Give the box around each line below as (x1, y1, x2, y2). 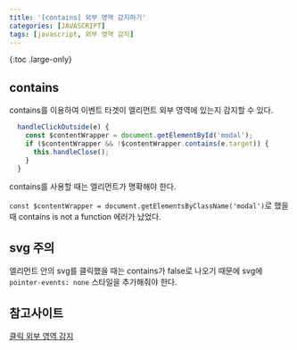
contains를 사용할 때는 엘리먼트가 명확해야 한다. (9, 181, 177, 192)
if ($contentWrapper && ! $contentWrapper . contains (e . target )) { (25, 139, 269, 148)
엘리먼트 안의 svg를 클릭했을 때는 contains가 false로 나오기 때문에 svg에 (9, 265, 263, 277)
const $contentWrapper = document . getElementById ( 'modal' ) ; (25, 131, 253, 140)
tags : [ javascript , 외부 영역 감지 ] (9, 29, 135, 38)
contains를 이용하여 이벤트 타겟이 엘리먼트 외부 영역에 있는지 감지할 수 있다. (9, 104, 274, 116)
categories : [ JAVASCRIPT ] (9, 21, 105, 30)
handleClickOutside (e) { (17, 122, 110, 132)
